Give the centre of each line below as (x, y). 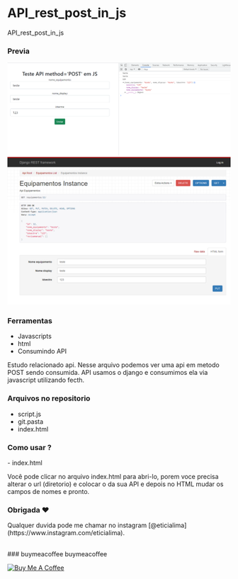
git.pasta (30, 421)
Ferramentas (30, 321)
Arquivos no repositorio (49, 398)
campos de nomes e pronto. (49, 491)
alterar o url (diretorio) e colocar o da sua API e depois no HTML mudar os (115, 484)
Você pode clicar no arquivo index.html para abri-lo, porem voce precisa (113, 476)
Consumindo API (42, 352)
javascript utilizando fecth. (46, 380)
